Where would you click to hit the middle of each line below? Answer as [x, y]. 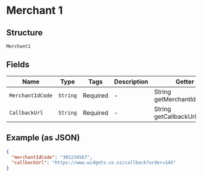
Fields [18, 64]
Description [131, 82]
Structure [25, 33]
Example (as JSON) [43, 138]
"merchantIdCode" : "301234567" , [52, 157]
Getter [185, 82]
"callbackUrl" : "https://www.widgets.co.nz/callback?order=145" [94, 163]
